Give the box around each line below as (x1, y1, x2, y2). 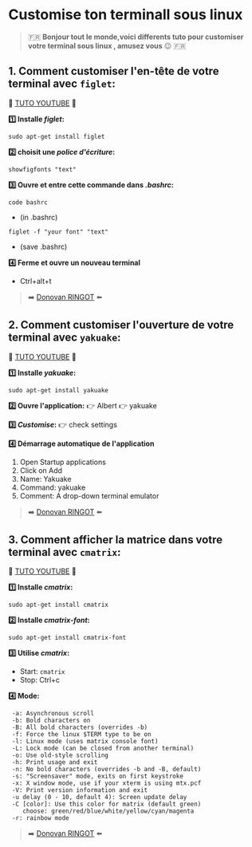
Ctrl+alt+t (19, 276, 52, 286)
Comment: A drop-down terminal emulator (19, 490, 159, 500)
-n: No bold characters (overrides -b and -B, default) (11, 766, 202, 774)
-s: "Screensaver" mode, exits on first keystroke (11, 772, 183, 781)
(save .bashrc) (19, 242, 68, 251)
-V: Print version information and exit (11, 786, 148, 794)
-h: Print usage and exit (11, 758, 98, 766)
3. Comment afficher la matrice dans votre (8, 533, 223, 546)
